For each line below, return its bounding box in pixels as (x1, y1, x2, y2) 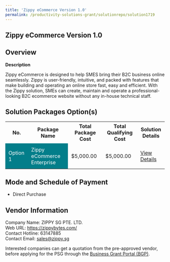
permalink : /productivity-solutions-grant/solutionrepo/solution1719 (5, 12, 155, 17)
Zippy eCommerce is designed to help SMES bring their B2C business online (5, 71, 165, 78)
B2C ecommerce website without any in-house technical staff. (22, 93, 152, 99)
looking (5, 93, 21, 99)
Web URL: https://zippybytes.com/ (5, 225, 77, 231)
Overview (5, 48, 37, 57)
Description (5, 61, 31, 67)
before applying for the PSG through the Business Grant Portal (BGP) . (5, 251, 150, 257)
